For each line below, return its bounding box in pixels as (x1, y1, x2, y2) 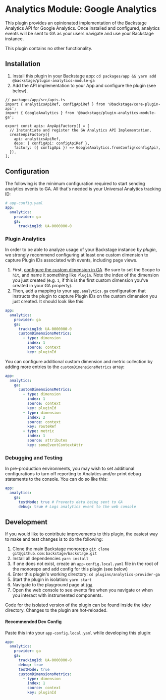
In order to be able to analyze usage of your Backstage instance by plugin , (5, 247, 157, 253)
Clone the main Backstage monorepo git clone (12, 546, 110, 552)
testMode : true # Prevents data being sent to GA (18, 500, 123, 505)
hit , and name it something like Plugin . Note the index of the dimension (12, 272, 159, 278)
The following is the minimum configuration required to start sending (5, 180, 145, 187)
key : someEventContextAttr (27, 443, 83, 447)
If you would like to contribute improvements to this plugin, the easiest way (5, 531, 158, 537)
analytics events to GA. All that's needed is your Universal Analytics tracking (5, 186, 161, 191)
